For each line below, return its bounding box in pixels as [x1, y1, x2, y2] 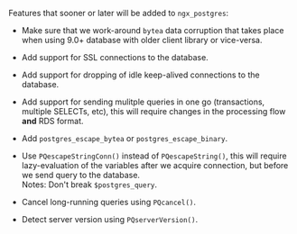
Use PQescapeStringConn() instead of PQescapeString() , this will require [21, 150, 287, 161]
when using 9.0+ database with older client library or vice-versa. [21, 35, 263, 45]
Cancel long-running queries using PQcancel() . [21, 197, 196, 207]
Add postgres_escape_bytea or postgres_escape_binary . [21, 133, 227, 143]
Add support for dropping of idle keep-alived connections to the [21, 69, 260, 80]
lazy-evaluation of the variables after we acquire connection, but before [21, 160, 289, 170]
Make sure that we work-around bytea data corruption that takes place [21, 25, 284, 35]
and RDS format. [21, 116, 84, 126]
